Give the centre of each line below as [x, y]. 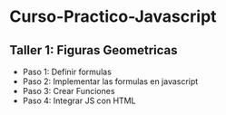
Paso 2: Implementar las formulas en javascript [110, 81]
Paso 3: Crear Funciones [69, 91]
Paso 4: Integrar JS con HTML [79, 101]
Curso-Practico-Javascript [113, 17]
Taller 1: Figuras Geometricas [94, 50]
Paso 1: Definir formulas [67, 72]
